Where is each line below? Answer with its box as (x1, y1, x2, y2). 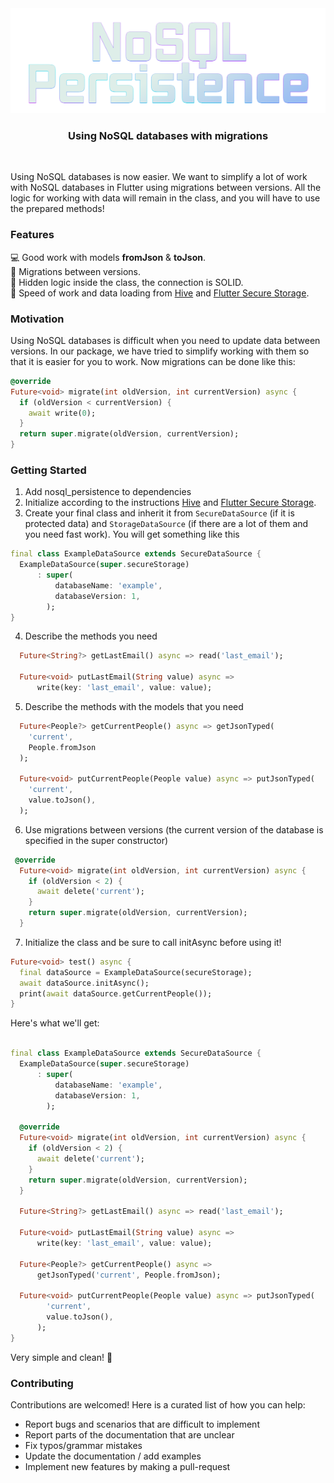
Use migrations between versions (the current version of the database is (24, 823, 324, 836)
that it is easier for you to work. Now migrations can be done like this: (10, 355, 296, 367)
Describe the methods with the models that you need (24, 700, 244, 712)
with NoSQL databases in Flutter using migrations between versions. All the (10, 182, 322, 194)
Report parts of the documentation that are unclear (24, 1428, 235, 1441)
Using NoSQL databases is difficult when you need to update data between (10, 334, 321, 346)
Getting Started (10, 463, 87, 477)
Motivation (10, 312, 65, 326)
